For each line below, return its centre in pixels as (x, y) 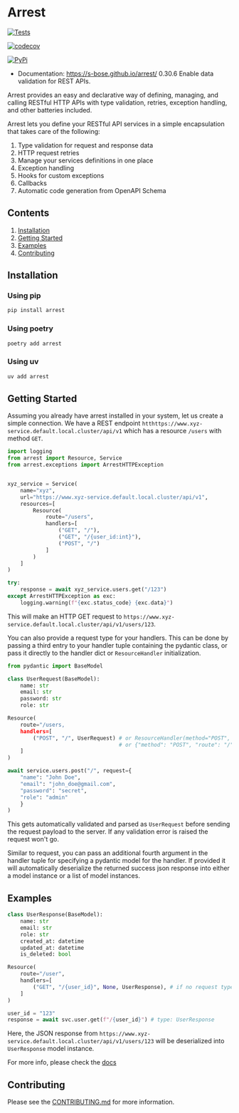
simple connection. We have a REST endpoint (74, 423)
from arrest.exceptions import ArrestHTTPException (85, 465)
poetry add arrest (34, 343)
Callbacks (32, 183)
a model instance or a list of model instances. (74, 876)
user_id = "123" (31, 1013)
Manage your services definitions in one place (85, 160)
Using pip (24, 296)
